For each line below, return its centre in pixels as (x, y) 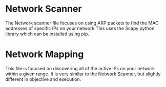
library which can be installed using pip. (47, 34)
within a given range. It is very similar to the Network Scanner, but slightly (83, 74)
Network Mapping (45, 54)
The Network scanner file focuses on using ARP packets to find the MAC (82, 23)
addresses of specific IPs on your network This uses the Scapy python (80, 28)
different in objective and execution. (43, 79)
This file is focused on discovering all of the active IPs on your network (80, 68)
